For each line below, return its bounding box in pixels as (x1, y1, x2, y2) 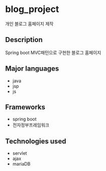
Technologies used (5, 137, 66, 145)
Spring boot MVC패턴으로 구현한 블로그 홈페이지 (5, 49, 101, 56)
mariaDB (12, 161, 31, 167)
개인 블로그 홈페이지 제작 (5, 21, 54, 27)
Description (5, 36, 43, 44)
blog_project (5, 4, 59, 15)
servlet (12, 150, 27, 156)
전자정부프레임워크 (12, 122, 49, 128)
